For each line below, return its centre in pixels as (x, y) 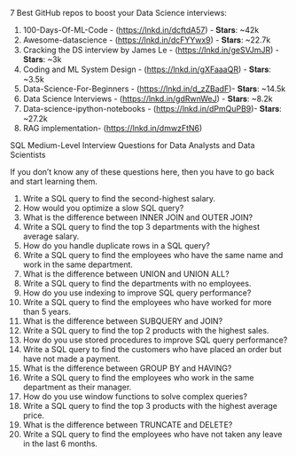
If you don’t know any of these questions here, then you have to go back (142, 172)
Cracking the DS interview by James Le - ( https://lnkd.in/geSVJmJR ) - (151, 50)
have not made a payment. (71, 359)
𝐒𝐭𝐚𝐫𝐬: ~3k (42, 59)
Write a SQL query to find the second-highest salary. (119, 198)
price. (34, 415)
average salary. (51, 236)
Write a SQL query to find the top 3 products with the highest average (150, 406)
